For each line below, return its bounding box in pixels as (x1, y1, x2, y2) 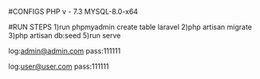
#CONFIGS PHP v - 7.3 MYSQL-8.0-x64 (8, 7, 138, 16)
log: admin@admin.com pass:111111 (8, 46, 121, 55)
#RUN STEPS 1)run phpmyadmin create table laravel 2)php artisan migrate (8, 22, 253, 31)
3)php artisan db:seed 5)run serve (8, 31, 121, 40)
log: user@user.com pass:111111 (8, 61, 109, 71)
